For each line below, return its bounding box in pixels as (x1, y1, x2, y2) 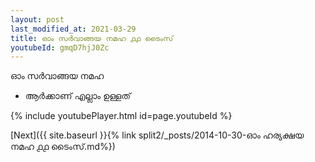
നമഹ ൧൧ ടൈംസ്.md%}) (10, 141, 116, 153)
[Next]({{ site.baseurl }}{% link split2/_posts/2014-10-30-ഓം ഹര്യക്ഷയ (10, 129, 305, 141)
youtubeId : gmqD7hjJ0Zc (10, 42, 110, 53)
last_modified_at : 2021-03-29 (10, 24, 137, 34)
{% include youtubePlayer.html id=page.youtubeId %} (10, 110, 233, 122)
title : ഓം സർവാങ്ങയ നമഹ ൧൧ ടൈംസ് (10, 33, 174, 43)
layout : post (10, 14, 65, 25)
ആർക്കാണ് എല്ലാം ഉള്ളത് (24, 90, 132, 102)
